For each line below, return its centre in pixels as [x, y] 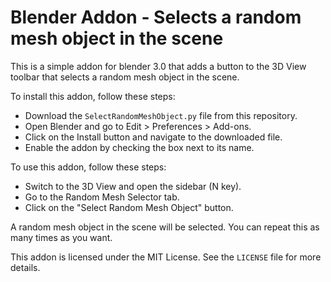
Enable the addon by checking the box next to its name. [139, 147]
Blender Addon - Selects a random [156, 17]
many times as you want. [61, 237]
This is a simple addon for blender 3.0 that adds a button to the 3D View [158, 66]
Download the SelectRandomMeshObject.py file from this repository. [161, 115]
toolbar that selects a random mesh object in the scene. [125, 77]
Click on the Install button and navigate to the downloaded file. [153, 137]
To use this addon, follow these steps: [88, 167]
